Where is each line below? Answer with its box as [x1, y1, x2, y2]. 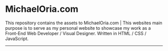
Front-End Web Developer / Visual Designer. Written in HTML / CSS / [5, 30, 146, 36]
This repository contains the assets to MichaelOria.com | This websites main [5, 20, 162, 26]
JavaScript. [5, 36, 29, 42]
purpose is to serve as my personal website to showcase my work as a [5, 25, 151, 31]
